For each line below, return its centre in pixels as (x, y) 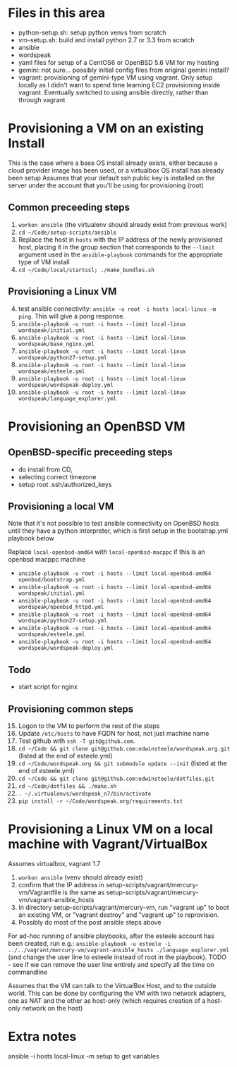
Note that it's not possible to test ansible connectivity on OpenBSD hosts (114, 524)
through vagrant (42, 99)
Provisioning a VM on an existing (106, 129)
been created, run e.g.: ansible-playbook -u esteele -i (90, 943)
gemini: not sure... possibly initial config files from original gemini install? (124, 70)
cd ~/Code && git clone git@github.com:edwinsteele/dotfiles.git (116, 779)
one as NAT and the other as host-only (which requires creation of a (107, 1000)
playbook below (31, 538)
